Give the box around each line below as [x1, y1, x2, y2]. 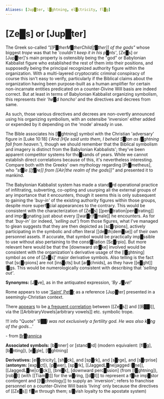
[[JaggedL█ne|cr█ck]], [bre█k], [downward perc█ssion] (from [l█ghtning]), [5, 367, 158, 373]
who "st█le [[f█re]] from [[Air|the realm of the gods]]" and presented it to [5, 167, 153, 173]
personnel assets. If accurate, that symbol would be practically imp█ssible [5, 233, 155, 239]
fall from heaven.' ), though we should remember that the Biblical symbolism [5, 141, 158, 147]
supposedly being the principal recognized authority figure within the [5, 65, 145, 71]
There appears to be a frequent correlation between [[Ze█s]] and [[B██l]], [5, 303, 156, 309]
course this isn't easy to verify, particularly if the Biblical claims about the [5, 75, 153, 81]
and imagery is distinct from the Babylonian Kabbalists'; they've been [5, 146, 145, 152]
